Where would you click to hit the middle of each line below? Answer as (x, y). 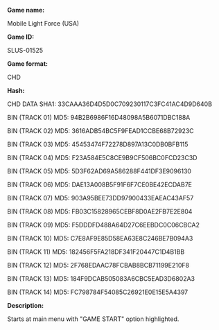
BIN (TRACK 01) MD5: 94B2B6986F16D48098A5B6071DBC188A (99, 118)
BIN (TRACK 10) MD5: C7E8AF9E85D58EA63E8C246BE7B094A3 (100, 238)
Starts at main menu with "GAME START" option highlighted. (93, 319)
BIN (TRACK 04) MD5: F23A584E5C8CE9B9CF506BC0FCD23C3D (102, 158)
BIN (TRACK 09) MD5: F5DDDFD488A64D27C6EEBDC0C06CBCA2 (103, 225)
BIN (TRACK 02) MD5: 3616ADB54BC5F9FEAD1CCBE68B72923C (100, 131)
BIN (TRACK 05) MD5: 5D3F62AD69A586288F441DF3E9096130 (99, 171)
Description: (25, 305)
